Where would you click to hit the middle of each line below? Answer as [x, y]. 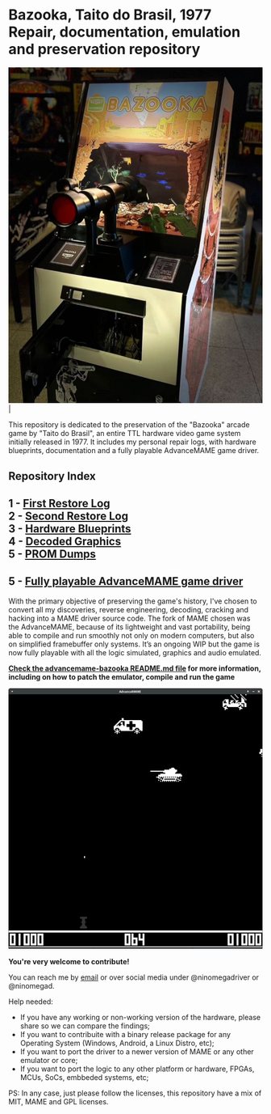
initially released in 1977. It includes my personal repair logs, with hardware [132, 442]
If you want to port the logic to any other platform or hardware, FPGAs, [137, 1069]
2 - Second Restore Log [69, 516]
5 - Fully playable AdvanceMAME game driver [126, 581]
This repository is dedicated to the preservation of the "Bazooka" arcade [129, 425]
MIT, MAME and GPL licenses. [58, 1102]
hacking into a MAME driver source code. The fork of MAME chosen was [129, 618]
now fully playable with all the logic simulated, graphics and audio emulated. [135, 652]
